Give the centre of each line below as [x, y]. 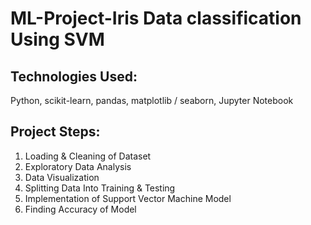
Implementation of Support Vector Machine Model [128, 198]
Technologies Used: [74, 76]
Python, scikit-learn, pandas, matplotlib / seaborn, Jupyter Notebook [152, 100]
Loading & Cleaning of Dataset [88, 156]
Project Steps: [55, 132]
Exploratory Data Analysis [78, 166]
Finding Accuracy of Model [80, 209]
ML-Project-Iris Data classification [156, 18]
